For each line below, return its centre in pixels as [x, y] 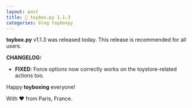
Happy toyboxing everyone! [41, 87]
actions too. [29, 76]
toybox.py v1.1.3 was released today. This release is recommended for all [96, 40]
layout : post [22, 12]
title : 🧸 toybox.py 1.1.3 [38, 17]
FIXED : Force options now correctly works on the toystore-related [96, 69]
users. [14, 46]
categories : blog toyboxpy [40, 23]
